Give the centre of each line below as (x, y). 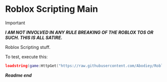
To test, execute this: (27, 57)
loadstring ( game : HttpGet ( (32, 66)
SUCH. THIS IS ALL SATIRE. (34, 38)
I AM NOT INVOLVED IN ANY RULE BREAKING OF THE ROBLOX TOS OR (79, 32)
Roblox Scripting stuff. (28, 47)
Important (15, 23)
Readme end (19, 75)
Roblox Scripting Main (52, 9)
